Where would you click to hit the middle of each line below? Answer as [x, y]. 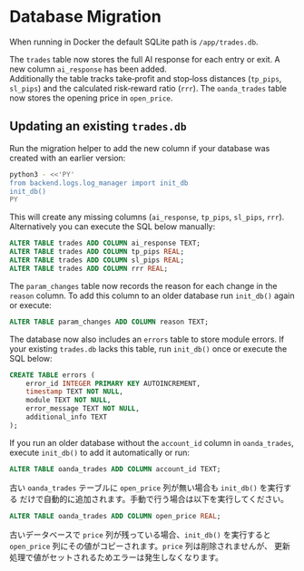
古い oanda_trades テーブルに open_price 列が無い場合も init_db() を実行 [147, 488]
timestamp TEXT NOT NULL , [75, 392]
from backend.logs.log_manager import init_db [99, 183]
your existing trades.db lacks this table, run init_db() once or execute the [148, 348]
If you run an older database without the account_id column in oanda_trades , [152, 442]
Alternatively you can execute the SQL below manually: [113, 227]
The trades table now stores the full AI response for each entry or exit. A [145, 59]
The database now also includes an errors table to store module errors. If [147, 339]
